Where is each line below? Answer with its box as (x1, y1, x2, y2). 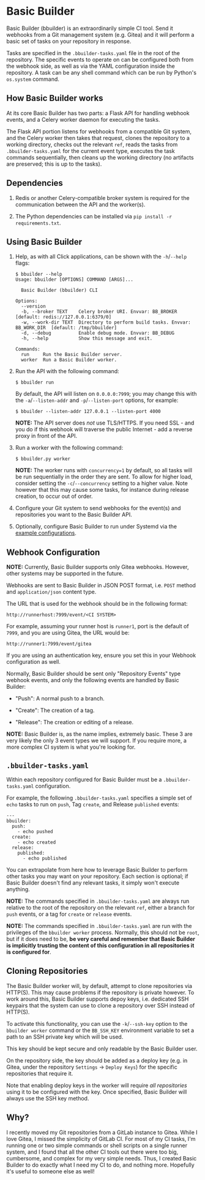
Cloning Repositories (6, 966, 88, 976)
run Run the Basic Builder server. (21, 352, 122, 358)
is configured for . (6, 948, 51, 956)
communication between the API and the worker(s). (15, 201, 146, 208)
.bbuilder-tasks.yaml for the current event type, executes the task (6, 147, 176, 154)
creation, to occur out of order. (15, 492, 93, 500)
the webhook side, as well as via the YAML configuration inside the (6, 62, 176, 70)
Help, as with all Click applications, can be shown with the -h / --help (15, 253, 187, 261)
